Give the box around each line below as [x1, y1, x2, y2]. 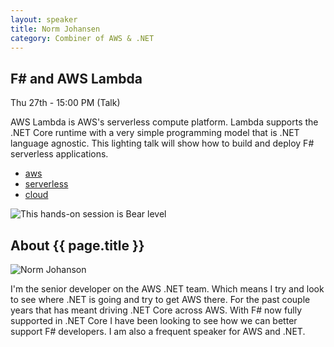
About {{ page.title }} [10, 237, 145, 254]
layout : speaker [10, 14, 78, 25]
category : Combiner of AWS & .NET [10, 33, 155, 43]
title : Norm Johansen [10, 24, 101, 34]
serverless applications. [10, 148, 109, 160]
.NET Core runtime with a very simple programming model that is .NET [10, 127, 300, 139]
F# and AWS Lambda [10, 70, 143, 87]
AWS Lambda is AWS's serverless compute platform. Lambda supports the [10, 116, 319, 128]
